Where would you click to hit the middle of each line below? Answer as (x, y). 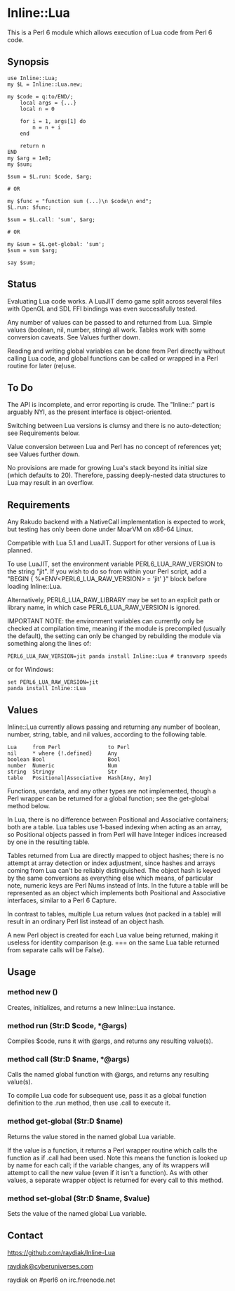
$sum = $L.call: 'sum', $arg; (52, 219)
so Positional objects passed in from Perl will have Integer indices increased (117, 835)
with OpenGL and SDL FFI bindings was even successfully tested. (102, 309)
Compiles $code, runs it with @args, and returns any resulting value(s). (110, 1041)
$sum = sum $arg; (33, 250)
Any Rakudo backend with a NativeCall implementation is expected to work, (116, 522)
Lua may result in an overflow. (51, 483)
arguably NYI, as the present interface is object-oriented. (89, 412)
